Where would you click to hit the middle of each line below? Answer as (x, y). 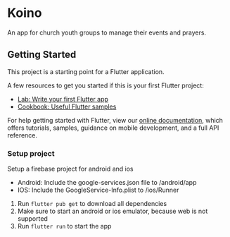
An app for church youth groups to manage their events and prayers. (107, 32)
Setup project (31, 153)
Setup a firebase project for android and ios (70, 169)
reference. (22, 135)
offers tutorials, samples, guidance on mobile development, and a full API (113, 128)
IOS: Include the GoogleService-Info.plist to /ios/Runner (98, 190)
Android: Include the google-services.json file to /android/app (107, 183)
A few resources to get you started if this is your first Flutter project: (106, 85)
